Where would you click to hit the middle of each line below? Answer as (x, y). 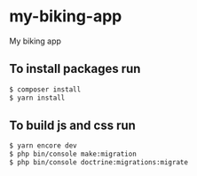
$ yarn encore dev (43, 146)
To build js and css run (72, 125)
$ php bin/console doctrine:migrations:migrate (99, 163)
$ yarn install (37, 98)
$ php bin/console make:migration (73, 154)
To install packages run (75, 69)
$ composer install (45, 89)
